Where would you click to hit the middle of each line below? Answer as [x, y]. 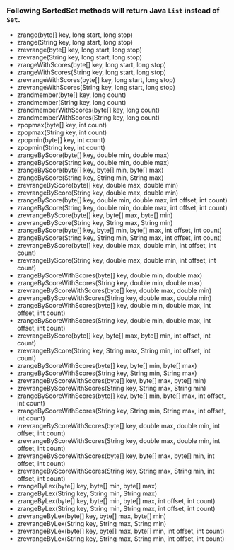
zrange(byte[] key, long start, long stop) [75, 35]
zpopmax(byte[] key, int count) [62, 125]
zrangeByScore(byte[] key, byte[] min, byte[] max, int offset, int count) [119, 230]
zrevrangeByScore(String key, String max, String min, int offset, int [114, 351]
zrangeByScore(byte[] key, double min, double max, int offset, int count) [122, 200]
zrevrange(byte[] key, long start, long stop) [80, 50]
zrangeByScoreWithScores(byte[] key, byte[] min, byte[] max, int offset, [121, 396]
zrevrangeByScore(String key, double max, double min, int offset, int [116, 260]
